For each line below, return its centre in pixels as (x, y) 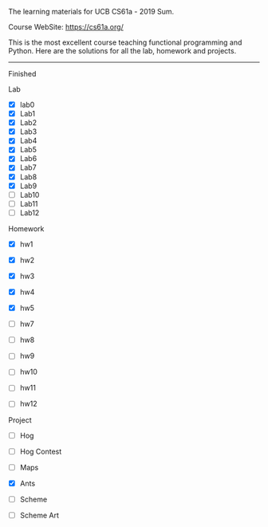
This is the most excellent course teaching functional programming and (125, 42)
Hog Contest (41, 451)
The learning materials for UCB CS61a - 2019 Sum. (91, 12)
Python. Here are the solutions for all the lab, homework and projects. (122, 51)
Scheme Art (39, 515)
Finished (22, 74)
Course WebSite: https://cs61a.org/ (66, 27)
